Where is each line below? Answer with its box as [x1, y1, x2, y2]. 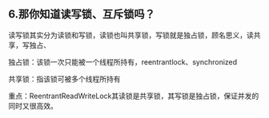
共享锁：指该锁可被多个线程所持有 [8, 74, 121, 84]
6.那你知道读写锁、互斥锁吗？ [8, 7, 156, 22]
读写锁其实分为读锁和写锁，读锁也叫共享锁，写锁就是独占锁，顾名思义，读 [8, 30, 254, 40]
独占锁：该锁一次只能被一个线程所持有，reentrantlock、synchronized [8, 57, 238, 66]
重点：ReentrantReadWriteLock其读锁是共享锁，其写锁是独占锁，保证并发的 [8, 91, 259, 100]
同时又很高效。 [8, 100, 58, 110]
